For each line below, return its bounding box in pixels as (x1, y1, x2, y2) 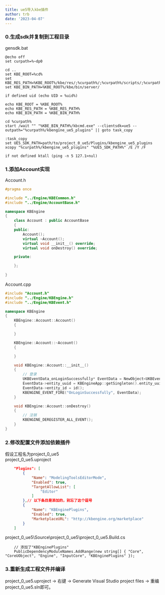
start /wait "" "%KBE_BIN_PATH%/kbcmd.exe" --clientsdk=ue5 (5, 123, 131, 128)
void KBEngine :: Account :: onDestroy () (14, 404, 91, 409)
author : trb (5, 12, 29, 17)
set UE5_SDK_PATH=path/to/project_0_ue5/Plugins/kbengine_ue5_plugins (5, 141, 153, 146)
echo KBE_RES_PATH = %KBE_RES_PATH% (5, 106, 80, 111)
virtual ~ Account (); (23, 237, 65, 241)
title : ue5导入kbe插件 (5, 7, 49, 12)
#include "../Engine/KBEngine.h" (5, 296, 74, 300)
